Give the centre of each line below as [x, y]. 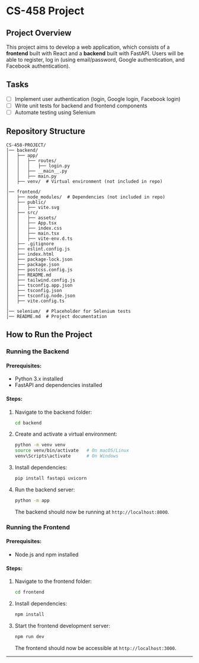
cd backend [28, 423]
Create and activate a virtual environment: [66, 434]
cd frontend [29, 592]
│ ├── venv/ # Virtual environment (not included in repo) [84, 181]
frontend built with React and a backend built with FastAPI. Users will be [95, 53]
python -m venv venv [40, 445]
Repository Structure [46, 131]
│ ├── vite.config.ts [36, 301]
